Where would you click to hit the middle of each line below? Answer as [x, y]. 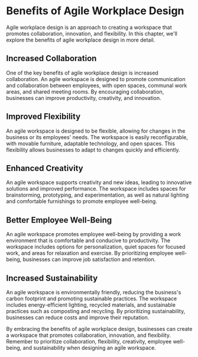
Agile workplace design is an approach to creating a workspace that [89, 27]
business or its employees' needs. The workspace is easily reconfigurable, [97, 137]
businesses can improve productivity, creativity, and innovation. [84, 98]
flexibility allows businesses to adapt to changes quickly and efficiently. [93, 150]
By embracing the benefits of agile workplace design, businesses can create [99, 329]
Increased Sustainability [52, 278]
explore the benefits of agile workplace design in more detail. [81, 40]
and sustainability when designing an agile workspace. [90, 348]
